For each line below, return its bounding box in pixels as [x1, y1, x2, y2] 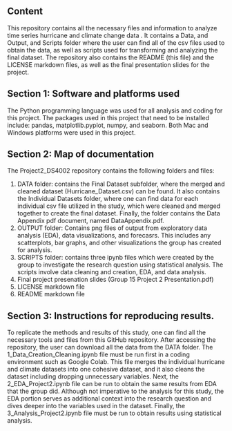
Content [7, 6, 43, 17]
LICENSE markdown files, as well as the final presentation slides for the [7, 60, 210, 68]
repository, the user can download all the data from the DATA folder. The [7, 343, 213, 352]
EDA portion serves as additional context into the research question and [7, 394, 212, 403]
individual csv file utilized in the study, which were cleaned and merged [17, 202, 221, 210]
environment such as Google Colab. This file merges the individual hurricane [7, 358, 225, 366]
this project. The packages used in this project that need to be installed [7, 113, 209, 122]
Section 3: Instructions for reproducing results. [7, 310, 215, 322]
